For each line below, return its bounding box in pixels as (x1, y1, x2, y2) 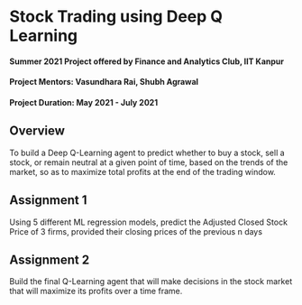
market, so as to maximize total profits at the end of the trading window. (9, 166, 277, 177)
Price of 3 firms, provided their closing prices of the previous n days (9, 226, 263, 236)
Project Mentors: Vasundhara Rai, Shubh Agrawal (9, 77, 199, 88)
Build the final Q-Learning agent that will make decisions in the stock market (9, 276, 293, 287)
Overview (9, 124, 66, 139)
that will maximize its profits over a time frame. (9, 286, 183, 297)
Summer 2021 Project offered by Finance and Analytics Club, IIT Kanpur (9, 56, 284, 67)
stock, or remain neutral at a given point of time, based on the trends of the (9, 156, 288, 168)
